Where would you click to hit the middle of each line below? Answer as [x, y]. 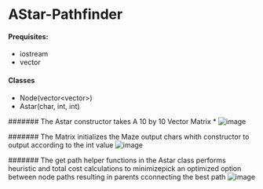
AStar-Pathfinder [66, 15]
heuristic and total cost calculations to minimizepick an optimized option [125, 168]
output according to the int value [61, 145]
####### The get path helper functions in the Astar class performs [117, 160]
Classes [22, 80]
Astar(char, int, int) [49, 106]
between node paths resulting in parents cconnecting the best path [117, 176]
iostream [34, 54]
